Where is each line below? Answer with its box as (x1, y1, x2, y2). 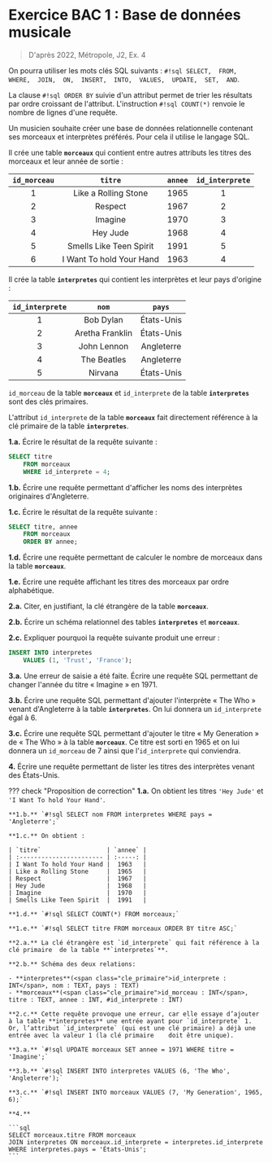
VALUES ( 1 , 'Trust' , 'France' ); (23, 656, 132, 665)
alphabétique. (8, 586, 54, 595)
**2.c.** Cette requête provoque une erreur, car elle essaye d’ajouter (8, 1010, 260, 1018)
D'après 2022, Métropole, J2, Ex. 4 (28, 50, 146, 59)
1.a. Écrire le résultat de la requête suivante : (8, 437, 158, 446)
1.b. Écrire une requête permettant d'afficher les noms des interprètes (8, 482, 243, 492)
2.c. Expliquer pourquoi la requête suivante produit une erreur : (8, 633, 221, 643)
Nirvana (88, 366, 119, 378)
